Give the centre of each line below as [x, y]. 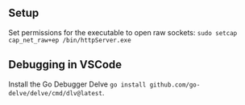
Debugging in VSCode [65, 65]
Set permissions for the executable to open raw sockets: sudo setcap [123, 32]
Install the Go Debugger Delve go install [77, 84]
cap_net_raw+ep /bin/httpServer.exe [70, 40]
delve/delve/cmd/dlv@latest [56, 93]
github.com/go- [175, 85]
